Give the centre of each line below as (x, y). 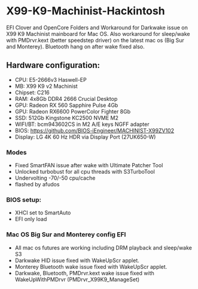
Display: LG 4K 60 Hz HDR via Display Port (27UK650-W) (85, 137)
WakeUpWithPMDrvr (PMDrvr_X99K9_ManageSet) (77, 279)
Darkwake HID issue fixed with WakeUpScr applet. (77, 260)
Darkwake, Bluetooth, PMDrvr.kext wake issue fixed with (84, 273)
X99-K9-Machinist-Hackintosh (86, 11)
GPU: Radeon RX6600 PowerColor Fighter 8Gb (73, 111)
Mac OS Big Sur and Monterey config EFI (66, 235)
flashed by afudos (37, 185)
